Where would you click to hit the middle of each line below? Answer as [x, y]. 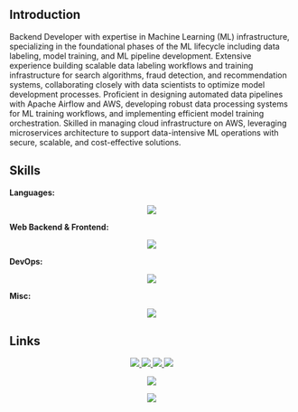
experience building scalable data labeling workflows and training [131, 65]
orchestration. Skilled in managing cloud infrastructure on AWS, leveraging [148, 123]
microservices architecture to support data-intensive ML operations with [144, 132]
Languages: [33, 192]
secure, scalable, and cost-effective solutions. [95, 142]
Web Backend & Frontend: [59, 227]
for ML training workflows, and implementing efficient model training [137, 113]
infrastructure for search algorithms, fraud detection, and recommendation [148, 75]
